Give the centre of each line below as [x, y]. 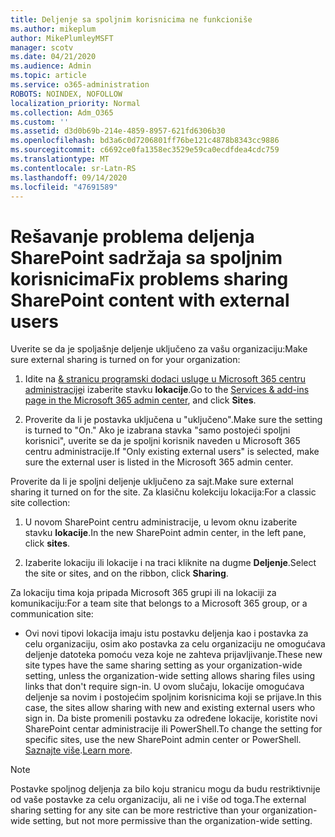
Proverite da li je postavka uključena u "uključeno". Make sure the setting [173, 420]
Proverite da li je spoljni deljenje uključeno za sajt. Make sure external [152, 482]
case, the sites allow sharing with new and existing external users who [170, 708]
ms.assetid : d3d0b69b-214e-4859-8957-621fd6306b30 [118, 131]
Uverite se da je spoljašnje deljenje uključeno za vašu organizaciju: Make [159, 349]
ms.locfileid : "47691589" [64, 187]
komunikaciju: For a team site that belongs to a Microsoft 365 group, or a [159, 603]
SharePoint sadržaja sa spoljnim [146, 257]
